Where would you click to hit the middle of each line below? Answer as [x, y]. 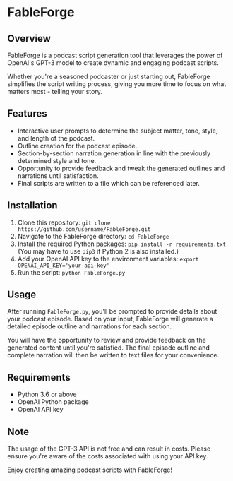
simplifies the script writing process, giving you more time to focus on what [117, 84]
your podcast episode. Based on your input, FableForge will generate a [110, 319]
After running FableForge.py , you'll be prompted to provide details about [112, 311]
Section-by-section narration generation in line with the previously [114, 153]
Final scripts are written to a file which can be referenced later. [108, 183]
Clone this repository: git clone [64, 222]
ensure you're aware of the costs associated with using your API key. [108, 456]
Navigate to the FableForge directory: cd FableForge [93, 236]
